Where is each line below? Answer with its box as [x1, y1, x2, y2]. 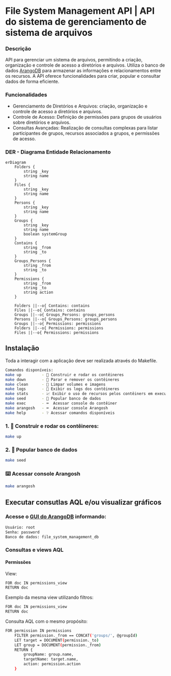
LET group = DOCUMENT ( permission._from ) [14, 642, 101, 647]
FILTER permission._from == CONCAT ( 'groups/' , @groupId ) [14, 633, 138, 638]
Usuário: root [5, 525, 36, 530]
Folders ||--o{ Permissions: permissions [14, 325, 103, 331]
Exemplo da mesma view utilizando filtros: [5, 594, 94, 601]
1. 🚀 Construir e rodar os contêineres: [5, 422, 99, 429]
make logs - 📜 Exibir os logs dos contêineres [5, 386, 120, 391]
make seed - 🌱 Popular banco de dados [5, 396, 101, 401]
